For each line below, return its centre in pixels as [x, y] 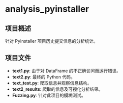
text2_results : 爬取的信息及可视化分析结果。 [58, 89]
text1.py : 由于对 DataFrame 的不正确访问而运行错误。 [66, 71]
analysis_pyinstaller [47, 9]
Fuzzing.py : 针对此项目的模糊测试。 [49, 95]
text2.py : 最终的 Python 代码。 [44, 77]
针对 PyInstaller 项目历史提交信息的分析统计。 [51, 41]
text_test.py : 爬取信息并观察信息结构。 [52, 83]
